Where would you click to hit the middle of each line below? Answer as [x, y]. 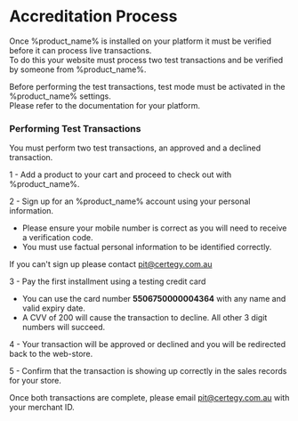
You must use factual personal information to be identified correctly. [147, 247]
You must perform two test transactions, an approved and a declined [135, 148]
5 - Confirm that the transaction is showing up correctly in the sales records [148, 371]
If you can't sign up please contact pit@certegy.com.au [111, 264]
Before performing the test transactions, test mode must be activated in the [147, 86]
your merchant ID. [42, 408]
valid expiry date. [54, 308]
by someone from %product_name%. [78, 69]
